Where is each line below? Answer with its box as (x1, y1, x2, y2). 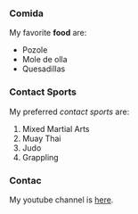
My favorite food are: (9, 28, 87, 38)
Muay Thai (21, 133, 61, 144)
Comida (9, 7, 45, 20)
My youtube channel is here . (9, 194, 114, 205)
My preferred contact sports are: (9, 106, 130, 117)
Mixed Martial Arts (21, 123, 90, 134)
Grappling (21, 152, 60, 162)
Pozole (21, 45, 48, 55)
